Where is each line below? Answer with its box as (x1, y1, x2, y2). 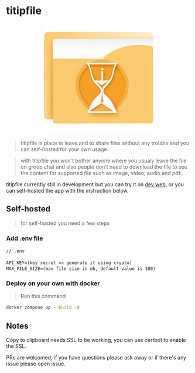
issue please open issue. (6, 360, 66, 367)
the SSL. (6, 343, 26, 350)
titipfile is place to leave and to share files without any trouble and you (20, 139, 190, 146)
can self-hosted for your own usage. (20, 145, 109, 153)
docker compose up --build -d (6, 304, 80, 311)
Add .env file (6, 234, 43, 242)
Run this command (20, 293, 66, 300)
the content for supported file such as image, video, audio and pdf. (20, 169, 182, 176)
